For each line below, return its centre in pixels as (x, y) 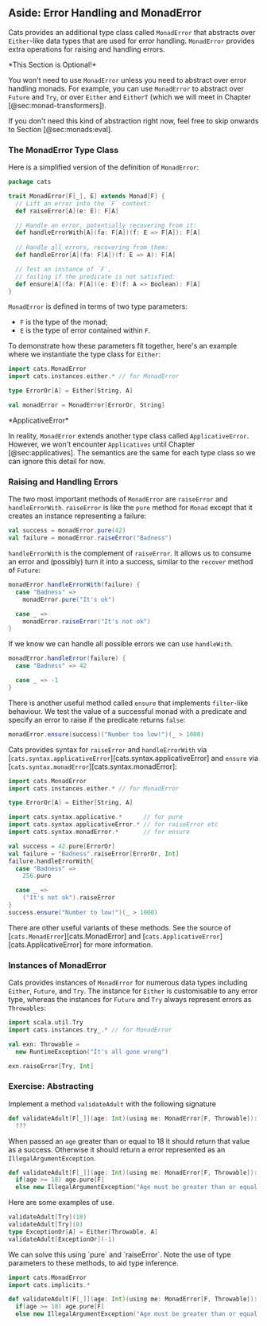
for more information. (118, 944)
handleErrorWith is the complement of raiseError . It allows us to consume (130, 553)
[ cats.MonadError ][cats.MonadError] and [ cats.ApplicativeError (114, 936)
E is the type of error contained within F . (85, 330)
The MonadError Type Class (64, 150)
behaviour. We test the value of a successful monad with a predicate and (128, 711)
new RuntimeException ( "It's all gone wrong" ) (92, 1051)
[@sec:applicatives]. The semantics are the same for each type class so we (132, 452)
